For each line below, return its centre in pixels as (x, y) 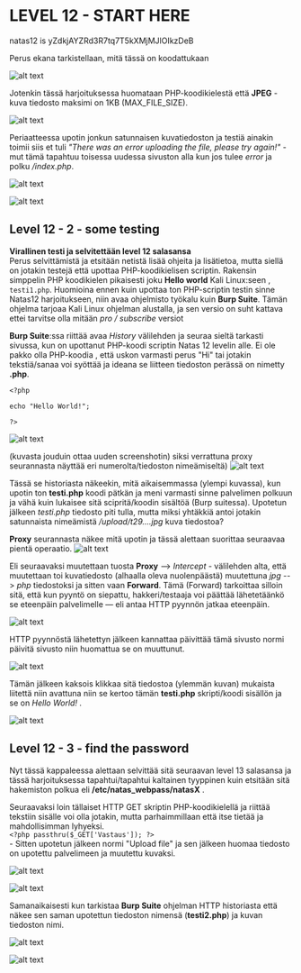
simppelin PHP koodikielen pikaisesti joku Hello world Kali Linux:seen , (140, 279)
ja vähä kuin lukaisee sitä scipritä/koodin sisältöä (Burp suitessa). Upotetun (148, 502)
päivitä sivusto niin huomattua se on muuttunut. (97, 649)
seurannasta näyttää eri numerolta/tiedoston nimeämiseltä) (119, 466)
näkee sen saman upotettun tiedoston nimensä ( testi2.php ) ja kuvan (136, 914)
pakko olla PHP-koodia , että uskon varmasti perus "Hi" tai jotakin (130, 355)
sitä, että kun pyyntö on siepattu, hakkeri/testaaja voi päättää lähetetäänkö (147, 595)
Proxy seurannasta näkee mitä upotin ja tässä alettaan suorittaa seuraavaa (147, 539)
